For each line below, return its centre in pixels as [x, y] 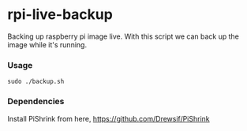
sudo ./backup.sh [36, 82]
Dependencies [36, 102]
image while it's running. [47, 44]
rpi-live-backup [60, 15]
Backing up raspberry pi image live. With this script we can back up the [123, 36]
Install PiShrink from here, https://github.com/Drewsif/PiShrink [109, 118]
